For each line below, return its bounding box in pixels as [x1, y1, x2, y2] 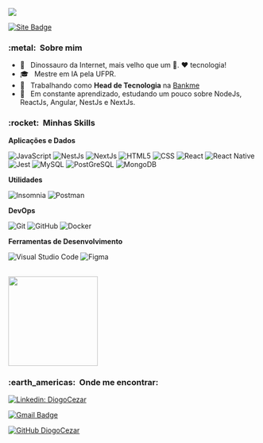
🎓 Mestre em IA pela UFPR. [19, 69, 117, 79]
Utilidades [8, 175, 43, 185]
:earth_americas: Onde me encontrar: [8, 376, 159, 387]
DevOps [8, 205, 36, 215]
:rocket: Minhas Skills [8, 118, 95, 129]
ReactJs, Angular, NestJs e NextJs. [19, 98, 136, 107]
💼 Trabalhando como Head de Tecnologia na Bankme [19, 80, 200, 91]
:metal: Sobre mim [8, 42, 83, 53]
